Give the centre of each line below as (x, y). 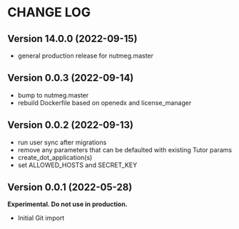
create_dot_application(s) (55, 157)
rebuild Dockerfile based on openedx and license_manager (105, 102)
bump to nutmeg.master (53, 95)
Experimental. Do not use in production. (68, 204)
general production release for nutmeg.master (86, 55)
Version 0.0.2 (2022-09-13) (71, 125)
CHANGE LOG (49, 12)
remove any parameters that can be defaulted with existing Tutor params (125, 149)
